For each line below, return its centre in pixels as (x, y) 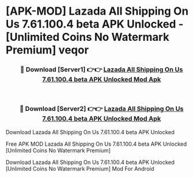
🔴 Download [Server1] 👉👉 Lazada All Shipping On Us (102, 69)
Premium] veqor (47, 50)
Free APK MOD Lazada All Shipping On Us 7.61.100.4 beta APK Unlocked (96, 144)
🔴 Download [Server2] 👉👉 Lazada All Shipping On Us (102, 109)
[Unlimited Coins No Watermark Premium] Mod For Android (80, 168)
